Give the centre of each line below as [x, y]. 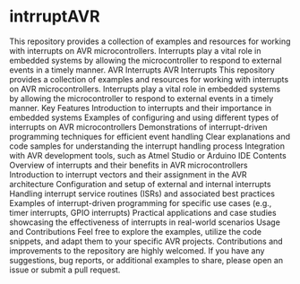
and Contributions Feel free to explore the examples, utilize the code [136, 231]
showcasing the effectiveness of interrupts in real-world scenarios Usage [145, 222]
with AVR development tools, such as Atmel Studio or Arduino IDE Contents [148, 155]
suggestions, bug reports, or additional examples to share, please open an [146, 260]
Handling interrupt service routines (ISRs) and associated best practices [142, 194]
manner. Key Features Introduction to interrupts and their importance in [140, 108]
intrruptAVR [55, 17]
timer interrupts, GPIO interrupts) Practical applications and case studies [143, 212]
